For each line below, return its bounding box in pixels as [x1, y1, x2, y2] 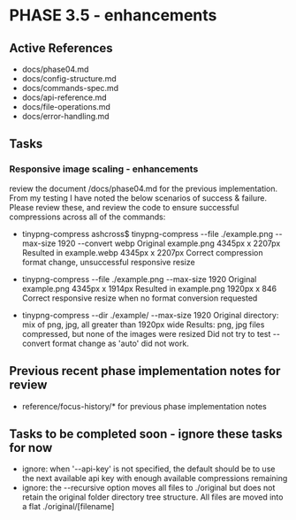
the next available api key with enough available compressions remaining [21, 473, 288, 484]
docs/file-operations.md [21, 102, 110, 111]
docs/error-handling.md [21, 111, 110, 121]
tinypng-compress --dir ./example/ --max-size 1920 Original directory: [21, 310, 279, 320]
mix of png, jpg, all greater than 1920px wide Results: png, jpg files [21, 319, 265, 330]
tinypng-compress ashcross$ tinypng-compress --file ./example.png [21, 228, 274, 239]
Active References [9, 41, 113, 56]
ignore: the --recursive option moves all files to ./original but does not [21, 483, 276, 493]
